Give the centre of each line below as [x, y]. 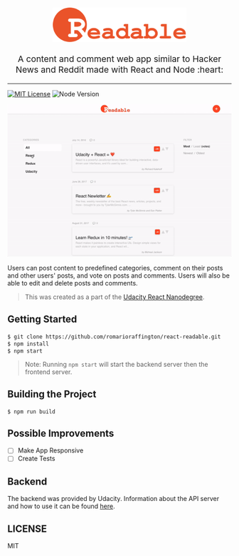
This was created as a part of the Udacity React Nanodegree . [115, 297]
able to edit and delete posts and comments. [73, 283]
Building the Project [52, 394]
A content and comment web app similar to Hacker [119, 59]
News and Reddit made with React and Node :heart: [119, 69]
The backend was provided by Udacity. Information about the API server [113, 499]
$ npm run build [31, 411]
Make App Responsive [51, 450]
